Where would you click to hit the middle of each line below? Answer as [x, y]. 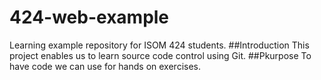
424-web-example [89, 17]
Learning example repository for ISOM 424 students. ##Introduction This [159, 45]
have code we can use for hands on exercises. [105, 66]
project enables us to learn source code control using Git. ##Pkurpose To [160, 55]
